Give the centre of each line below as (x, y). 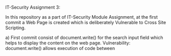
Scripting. (16, 28)
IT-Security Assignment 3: (33, 7)
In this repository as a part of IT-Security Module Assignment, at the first (82, 17)
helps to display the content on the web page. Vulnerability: (68, 43)
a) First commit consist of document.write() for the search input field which (84, 38)
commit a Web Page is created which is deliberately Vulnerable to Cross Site (86, 22)
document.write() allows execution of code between (60, 48)
